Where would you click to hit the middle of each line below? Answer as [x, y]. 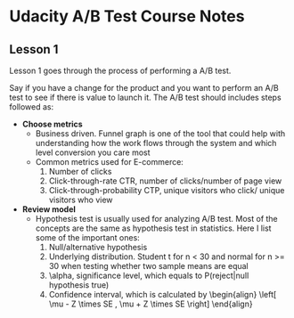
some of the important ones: [87, 237]
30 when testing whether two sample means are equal [148, 266]
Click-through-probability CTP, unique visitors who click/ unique [167, 190]
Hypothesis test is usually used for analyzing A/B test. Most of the [156, 219]
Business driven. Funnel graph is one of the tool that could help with [160, 134]
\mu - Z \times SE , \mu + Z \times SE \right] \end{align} [151, 304]
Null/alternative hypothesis [98, 247]
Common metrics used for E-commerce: [110, 162]
